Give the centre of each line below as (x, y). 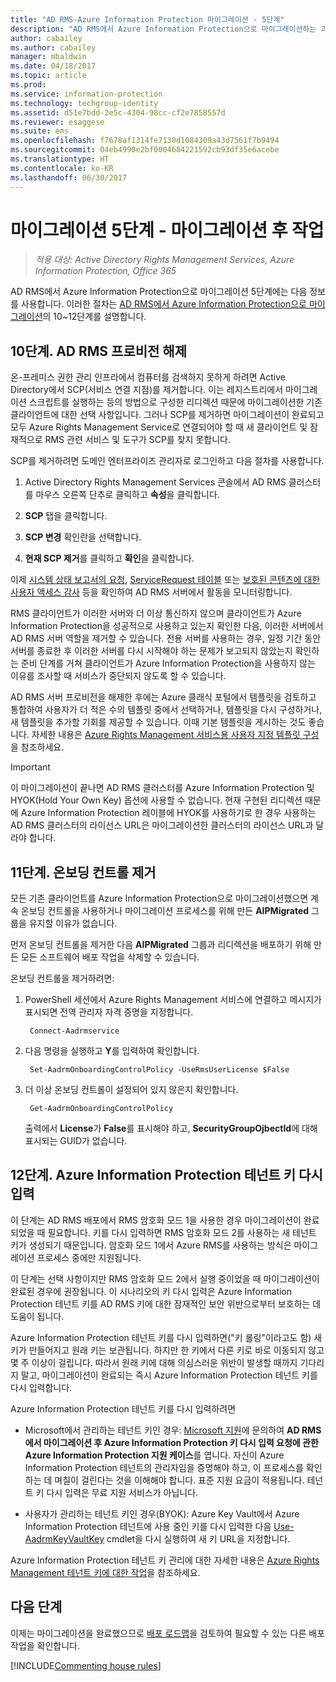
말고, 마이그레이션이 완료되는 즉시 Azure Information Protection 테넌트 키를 (169, 1375)
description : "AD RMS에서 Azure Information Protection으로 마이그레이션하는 (163, 29)
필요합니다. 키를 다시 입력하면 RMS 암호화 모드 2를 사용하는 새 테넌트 (182, 1232)
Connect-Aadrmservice (74, 1031)
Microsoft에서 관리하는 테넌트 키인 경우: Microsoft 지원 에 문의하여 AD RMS (173, 1430)
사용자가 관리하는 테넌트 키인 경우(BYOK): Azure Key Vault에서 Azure (162, 1513)
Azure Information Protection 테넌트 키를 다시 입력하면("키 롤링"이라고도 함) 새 (166, 1337)
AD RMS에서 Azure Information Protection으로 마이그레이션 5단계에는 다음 (159, 292)
